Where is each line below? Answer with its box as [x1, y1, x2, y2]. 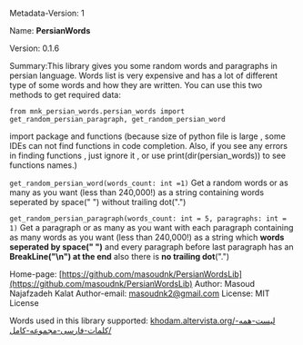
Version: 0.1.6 [9, 43, 60, 54]
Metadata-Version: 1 [9, 8, 85, 18]
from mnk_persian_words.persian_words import [9, 107, 185, 116]
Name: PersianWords [9, 25, 91, 35]
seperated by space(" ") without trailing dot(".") [9, 197, 187, 207]
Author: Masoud [194, 279, 256, 289]
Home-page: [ [9, 269, 63, 280]
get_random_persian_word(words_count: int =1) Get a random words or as [9, 177, 288, 188]
